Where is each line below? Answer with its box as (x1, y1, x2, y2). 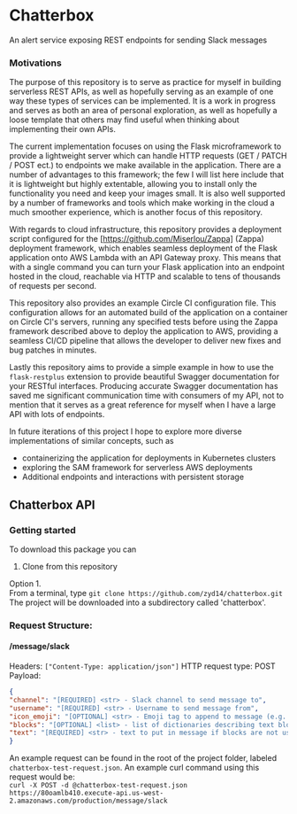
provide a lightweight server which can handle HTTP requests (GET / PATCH (9, 151, 287, 161)
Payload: (9, 671, 42, 681)
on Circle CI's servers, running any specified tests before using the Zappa (9, 316, 278, 328)
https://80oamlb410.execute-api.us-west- (9, 789, 164, 798)
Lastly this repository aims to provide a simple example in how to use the (9, 362, 274, 373)
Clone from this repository (21, 561, 118, 571)
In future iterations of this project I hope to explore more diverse (9, 426, 242, 437)
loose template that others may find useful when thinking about (9, 114, 240, 125)
